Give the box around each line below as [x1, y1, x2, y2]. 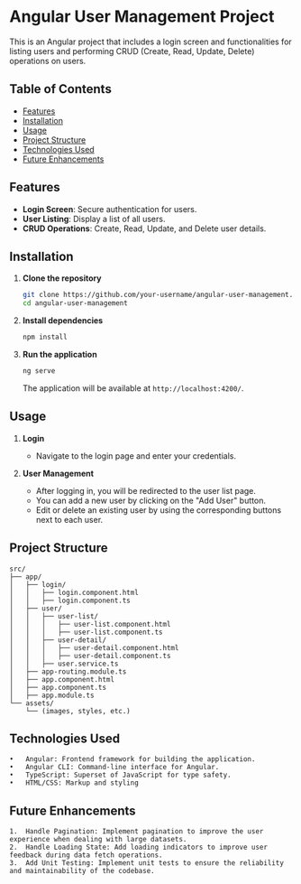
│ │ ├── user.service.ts [9, 659, 119, 668]
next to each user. [35, 514, 104, 525]
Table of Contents [9, 81, 113, 97]
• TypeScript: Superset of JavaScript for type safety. [9, 770, 232, 780]
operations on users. [9, 55, 87, 66]
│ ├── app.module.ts [9, 691, 95, 700]
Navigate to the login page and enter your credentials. [35, 450, 237, 461]
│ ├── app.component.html [9, 675, 115, 684]
